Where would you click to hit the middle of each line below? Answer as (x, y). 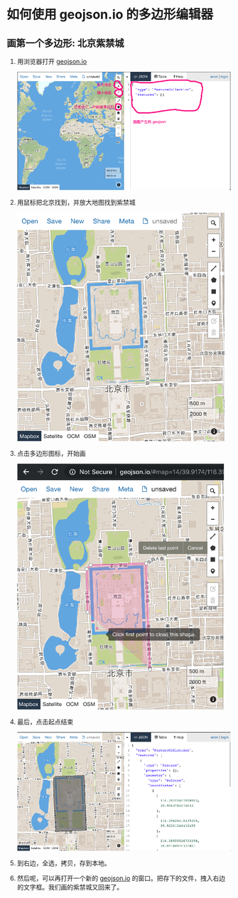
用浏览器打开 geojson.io (52, 62)
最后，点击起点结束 (45, 722)
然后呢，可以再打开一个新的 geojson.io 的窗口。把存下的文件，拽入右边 (121, 878)
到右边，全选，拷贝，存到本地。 (64, 863)
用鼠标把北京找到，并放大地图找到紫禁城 (76, 202)
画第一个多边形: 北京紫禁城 (65, 43)
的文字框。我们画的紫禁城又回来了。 (70, 887)
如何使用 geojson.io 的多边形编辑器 (110, 15)
